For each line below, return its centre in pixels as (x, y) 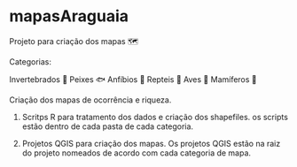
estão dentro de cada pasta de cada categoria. (107, 126)
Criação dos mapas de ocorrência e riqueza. (90, 100)
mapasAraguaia (69, 16)
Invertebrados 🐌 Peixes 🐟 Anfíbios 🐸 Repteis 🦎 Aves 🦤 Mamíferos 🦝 (133, 79)
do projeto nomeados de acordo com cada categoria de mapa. (136, 153)
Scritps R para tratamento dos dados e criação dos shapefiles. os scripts (155, 117)
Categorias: (30, 61)
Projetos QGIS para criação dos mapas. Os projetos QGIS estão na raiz (151, 143)
